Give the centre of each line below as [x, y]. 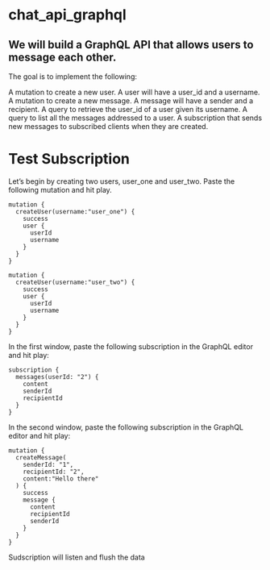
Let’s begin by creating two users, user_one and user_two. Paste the [122, 181]
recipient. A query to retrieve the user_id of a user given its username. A [128, 109]
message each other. [62, 57]
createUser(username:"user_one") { [75, 211]
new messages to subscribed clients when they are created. [108, 126]
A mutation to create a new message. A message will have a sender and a [131, 101]
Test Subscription [69, 159]
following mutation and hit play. [60, 189]
